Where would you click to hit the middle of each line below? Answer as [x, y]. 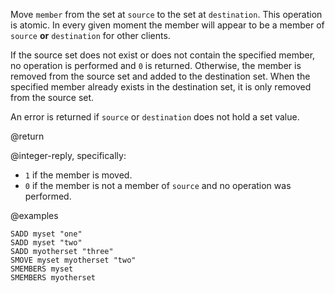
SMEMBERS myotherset [53, 278]
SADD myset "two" [46, 243]
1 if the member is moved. [78, 175]
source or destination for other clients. [90, 35]
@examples [34, 215]
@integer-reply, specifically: [68, 155]
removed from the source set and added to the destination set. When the [160, 76]
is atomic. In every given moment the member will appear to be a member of [167, 25]
